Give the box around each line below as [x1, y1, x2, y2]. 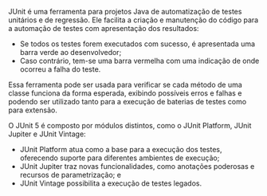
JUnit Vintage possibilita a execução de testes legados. [19, 178, 202, 188]
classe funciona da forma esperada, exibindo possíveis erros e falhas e [8, 88, 242, 98]
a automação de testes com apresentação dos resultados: [8, 24, 199, 33]
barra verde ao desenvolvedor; [19, 48, 122, 57]
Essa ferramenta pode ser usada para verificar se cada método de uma [8, 80, 243, 89]
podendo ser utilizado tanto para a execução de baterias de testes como [8, 97, 247, 106]
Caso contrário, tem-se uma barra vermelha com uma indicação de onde [19, 56, 260, 65]
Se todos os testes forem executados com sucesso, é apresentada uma [19, 39, 256, 49]
